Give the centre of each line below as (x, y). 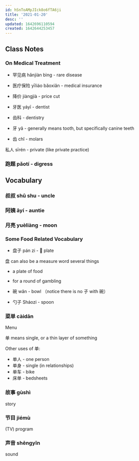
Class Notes (24, 49)
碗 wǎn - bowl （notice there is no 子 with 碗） (60, 292)
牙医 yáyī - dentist (31, 107)
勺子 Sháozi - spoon (33, 302)
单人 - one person (31, 359)
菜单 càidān (19, 316)
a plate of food (27, 271)
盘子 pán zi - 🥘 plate (33, 251)
